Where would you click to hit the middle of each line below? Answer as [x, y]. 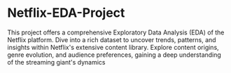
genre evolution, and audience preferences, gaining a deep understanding [114, 55]
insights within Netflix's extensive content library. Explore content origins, [113, 47]
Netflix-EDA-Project [66, 13]
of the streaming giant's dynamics [56, 62]
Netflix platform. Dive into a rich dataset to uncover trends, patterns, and [112, 39]
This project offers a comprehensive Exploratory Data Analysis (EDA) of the [116, 32]
